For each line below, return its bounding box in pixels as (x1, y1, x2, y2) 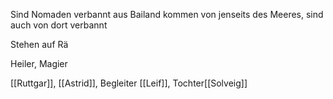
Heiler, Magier (10, 58, 68, 69)
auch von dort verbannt (10, 19, 108, 31)
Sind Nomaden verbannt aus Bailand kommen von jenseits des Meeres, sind (10, 9, 324, 20)
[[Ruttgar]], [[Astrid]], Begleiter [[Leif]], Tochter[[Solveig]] (10, 77, 248, 89)
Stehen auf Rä (10, 39, 69, 50)
